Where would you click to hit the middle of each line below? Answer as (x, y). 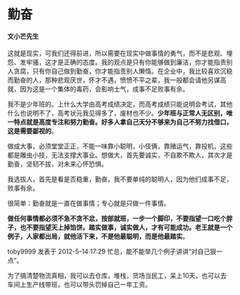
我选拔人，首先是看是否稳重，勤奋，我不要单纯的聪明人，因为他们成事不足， (120, 179)
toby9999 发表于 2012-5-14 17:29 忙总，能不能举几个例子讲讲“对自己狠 (112, 251)
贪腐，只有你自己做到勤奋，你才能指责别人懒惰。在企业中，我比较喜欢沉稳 (123, 71)
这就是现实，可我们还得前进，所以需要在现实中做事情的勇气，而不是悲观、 (117, 54)
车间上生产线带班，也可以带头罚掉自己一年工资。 (79, 285)
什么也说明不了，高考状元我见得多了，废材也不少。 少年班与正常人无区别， (117, 113)
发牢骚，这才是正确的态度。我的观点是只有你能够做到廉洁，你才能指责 (123, 62)
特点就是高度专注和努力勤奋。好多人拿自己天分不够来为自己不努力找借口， (123, 122)
